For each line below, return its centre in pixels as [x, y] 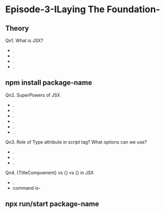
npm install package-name [49, 83]
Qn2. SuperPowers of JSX [33, 95]
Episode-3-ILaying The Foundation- [83, 9]
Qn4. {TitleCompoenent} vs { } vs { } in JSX [50, 173]
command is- [26, 188]
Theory [17, 28]
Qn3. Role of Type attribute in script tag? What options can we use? [76, 142]
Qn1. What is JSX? [24, 40]
